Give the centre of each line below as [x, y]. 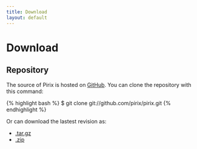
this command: [25, 91]
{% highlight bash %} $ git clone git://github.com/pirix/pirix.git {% [88, 103]
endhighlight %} [26, 109]
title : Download [27, 12]
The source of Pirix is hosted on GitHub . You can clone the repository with [99, 85]
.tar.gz [23, 133]
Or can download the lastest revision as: [56, 121]
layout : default [27, 18]
